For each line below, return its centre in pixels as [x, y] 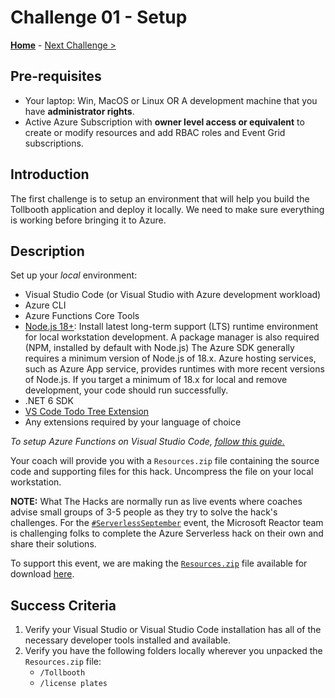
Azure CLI [45, 305]
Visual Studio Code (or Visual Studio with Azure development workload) [173, 295]
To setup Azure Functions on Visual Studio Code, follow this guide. [147, 442]
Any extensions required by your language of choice [133, 422]
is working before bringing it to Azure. [88, 220]
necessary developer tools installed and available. [127, 640]
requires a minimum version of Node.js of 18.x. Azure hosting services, [170, 358]
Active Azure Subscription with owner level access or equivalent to [164, 122]
